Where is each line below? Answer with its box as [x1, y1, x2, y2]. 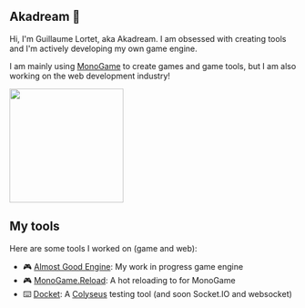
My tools [9, 219, 61, 234]
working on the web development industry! [9, 70, 171, 81]
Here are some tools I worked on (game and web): [9, 242, 198, 253]
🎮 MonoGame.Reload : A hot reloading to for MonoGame [22, 274, 236, 285]
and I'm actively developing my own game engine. [9, 43, 198, 54]
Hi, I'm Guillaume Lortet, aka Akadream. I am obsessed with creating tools [9, 33, 287, 44]
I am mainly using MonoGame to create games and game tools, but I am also [9, 60, 297, 71]
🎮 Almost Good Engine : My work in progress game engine [22, 261, 244, 272]
